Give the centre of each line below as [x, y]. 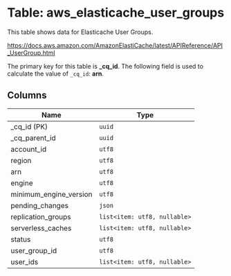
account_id [29, 149]
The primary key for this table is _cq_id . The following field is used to [105, 66]
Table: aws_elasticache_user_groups [116, 13]
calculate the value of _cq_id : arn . [55, 74]
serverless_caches [41, 228]
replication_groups [41, 216]
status [21, 239]
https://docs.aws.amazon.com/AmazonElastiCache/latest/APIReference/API [115, 45]
